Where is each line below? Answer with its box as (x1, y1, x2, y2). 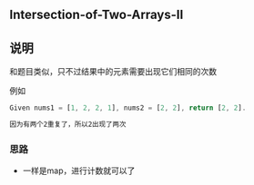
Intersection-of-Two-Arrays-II (9, 7, 184, 23)
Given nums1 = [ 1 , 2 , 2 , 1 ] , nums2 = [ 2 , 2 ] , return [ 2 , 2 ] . (9, 103, 247, 112)
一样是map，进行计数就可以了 (22, 165, 136, 176)
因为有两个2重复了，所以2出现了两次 (9, 120, 127, 130)
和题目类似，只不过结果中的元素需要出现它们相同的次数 (9, 66, 217, 77)
